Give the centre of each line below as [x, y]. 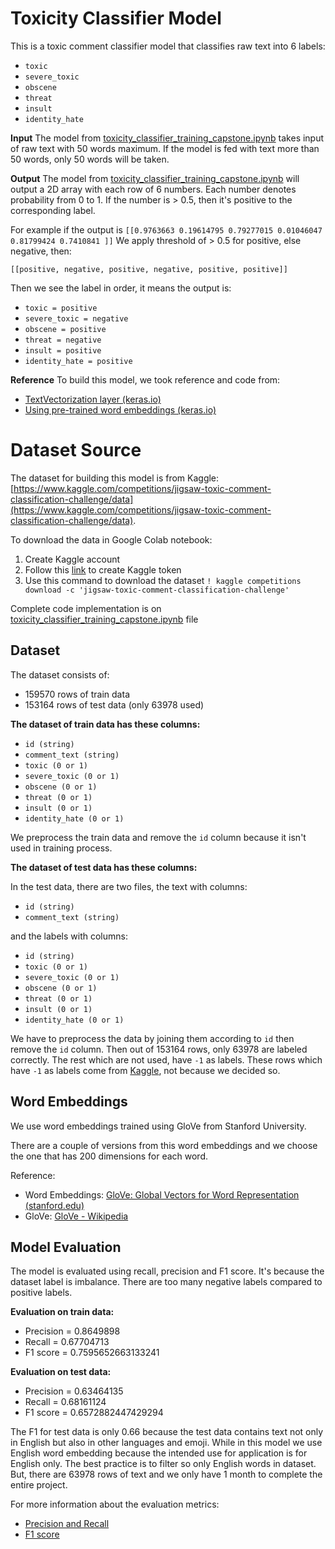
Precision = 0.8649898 [72, 1331]
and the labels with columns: [69, 936]
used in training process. [61, 848]
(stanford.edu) [54, 1205]
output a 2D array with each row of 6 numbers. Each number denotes [153, 189]
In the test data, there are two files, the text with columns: [129, 886]
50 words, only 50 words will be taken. [90, 159]
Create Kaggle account [72, 559]
